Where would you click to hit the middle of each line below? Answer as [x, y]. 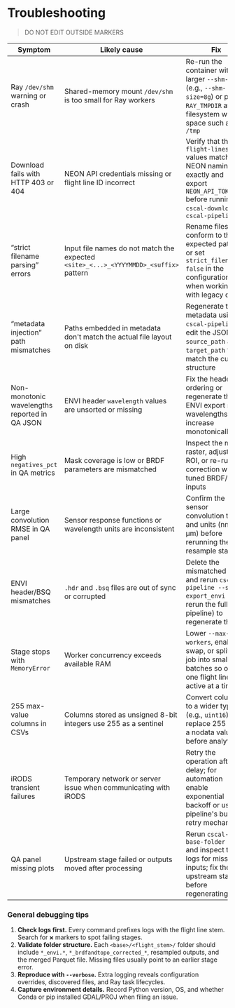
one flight [201, 677]
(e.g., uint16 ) [207, 715]
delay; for [201, 770]
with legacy [205, 295]
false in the [205, 268]
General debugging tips [48, 915]
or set [195, 253]
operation [202, 761]
